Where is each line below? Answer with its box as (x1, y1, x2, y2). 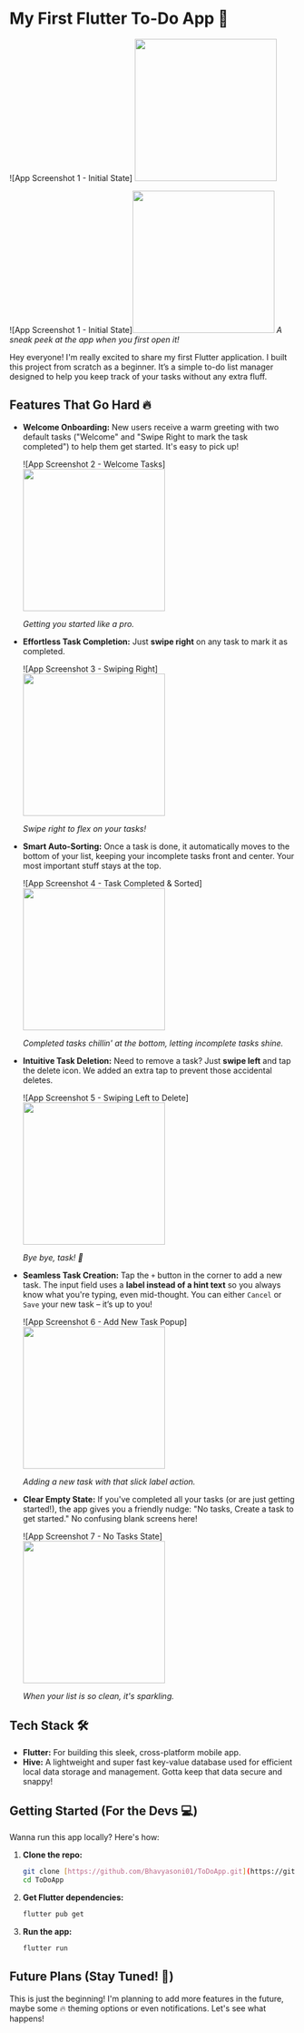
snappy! (22, 1775, 54, 1786)
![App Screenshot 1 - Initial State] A (9, 324, 283, 335)
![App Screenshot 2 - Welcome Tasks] (22, 459, 166, 470)
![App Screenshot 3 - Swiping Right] (22, 663, 159, 674)
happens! (9, 2013, 45, 2024)
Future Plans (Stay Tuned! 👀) (9, 1969, 174, 1985)
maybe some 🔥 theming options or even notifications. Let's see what (9, 2002, 266, 2014)
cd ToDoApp (22, 1876, 64, 1885)
